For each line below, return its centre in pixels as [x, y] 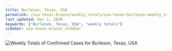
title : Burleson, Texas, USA [36, 10]
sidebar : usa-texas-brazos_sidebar [43, 29]
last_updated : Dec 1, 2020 [34, 19]
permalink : [17, 15]
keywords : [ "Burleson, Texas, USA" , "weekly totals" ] [64, 24]
